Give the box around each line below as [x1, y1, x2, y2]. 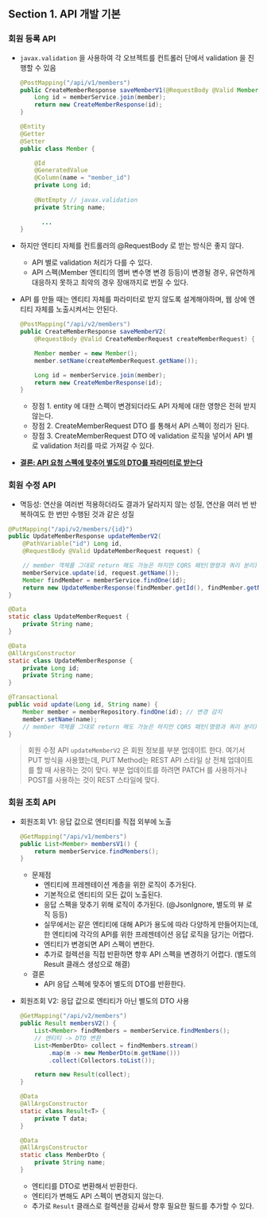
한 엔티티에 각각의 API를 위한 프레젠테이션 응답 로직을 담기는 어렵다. [43, 930, 254, 939]
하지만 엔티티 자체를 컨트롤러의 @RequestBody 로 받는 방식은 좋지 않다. [19, 241, 244, 250]
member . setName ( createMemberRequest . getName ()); [34, 357, 199, 365]
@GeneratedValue [34, 166, 88, 175]
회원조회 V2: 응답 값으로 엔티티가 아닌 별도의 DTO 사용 [19, 996, 190, 1006]
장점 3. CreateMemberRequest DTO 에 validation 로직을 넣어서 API [31, 431, 245, 441]
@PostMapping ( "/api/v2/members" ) [19, 320, 131, 328]
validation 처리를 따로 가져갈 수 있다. [40, 441, 155, 450]
